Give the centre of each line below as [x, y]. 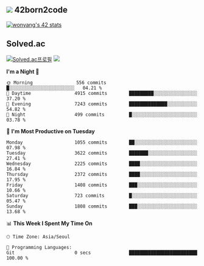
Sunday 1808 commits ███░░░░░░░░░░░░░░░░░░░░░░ [102, 206]
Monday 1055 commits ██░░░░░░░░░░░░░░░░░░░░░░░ [102, 142]
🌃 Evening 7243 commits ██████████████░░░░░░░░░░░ [102, 104]
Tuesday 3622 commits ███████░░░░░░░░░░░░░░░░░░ [102, 153]
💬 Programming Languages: [39, 247]
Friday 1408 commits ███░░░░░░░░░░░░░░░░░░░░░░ [102, 185]
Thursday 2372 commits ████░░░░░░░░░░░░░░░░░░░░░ [102, 174]
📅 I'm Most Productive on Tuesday [51, 131]
